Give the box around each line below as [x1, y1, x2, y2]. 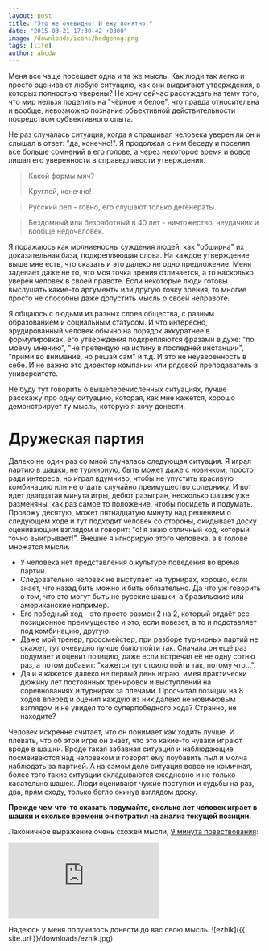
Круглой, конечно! [27, 187, 92, 196]
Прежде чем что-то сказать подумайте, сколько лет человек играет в [8, 802, 258, 812]
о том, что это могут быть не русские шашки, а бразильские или [19, 591, 244, 601]
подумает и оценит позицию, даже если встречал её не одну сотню [19, 651, 255, 661]
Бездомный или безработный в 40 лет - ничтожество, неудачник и [27, 218, 259, 227]
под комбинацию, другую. [19, 626, 111, 635]
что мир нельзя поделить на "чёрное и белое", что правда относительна [8, 97, 259, 106]
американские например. [19, 600, 110, 610]
